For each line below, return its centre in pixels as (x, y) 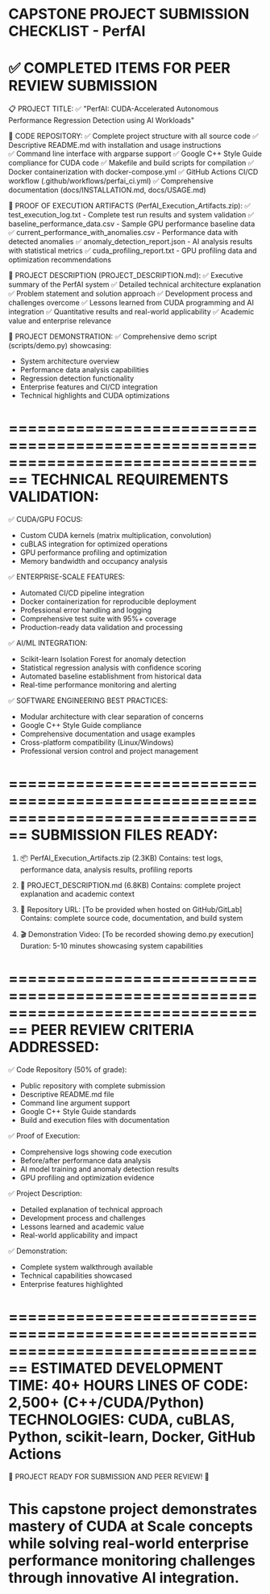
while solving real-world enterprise (129, 1544)
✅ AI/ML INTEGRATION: (48, 643)
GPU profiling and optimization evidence (87, 1177)
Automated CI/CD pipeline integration (82, 593)
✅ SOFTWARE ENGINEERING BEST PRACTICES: (88, 700)
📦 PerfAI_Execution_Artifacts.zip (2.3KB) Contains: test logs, (121, 858)
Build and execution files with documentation (95, 1120)
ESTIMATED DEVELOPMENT (127, 1368)
